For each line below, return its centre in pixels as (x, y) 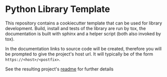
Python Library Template (58, 9)
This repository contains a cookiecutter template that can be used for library (84, 23)
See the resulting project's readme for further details (59, 69)
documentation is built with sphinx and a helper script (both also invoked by (83, 33)
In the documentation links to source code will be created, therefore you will (83, 48)
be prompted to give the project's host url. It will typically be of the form (79, 54)
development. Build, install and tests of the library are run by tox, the (75, 28)
